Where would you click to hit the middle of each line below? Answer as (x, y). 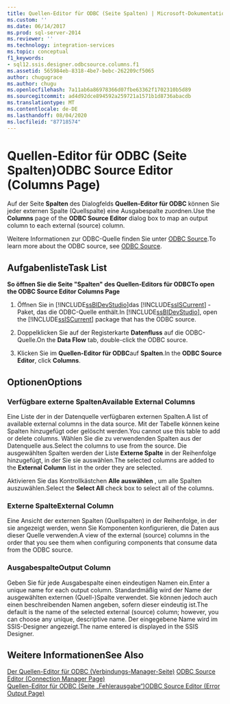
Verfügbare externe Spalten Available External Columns (101, 402)
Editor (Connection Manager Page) (56, 679)
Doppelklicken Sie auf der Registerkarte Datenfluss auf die (100, 332)
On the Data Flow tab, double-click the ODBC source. (112, 340)
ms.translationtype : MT (41, 103)
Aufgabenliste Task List (57, 268)
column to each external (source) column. (66, 226)
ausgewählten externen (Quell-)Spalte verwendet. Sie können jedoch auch (112, 597)
